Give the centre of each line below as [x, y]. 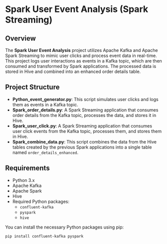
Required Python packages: [41, 201]
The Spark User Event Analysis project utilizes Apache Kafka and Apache [82, 50]
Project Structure [32, 87]
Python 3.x [23, 180]
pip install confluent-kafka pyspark [44, 236]
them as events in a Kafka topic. [45, 104]
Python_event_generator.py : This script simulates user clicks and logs [85, 99]
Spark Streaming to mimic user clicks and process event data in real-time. [81, 55]
